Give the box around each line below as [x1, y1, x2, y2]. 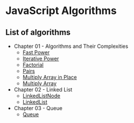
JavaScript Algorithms [5, 4, 117, 17]
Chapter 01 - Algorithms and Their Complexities [13, 43, 129, 50]
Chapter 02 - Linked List [13, 86, 73, 93]
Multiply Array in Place [22, 74, 77, 80]
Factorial [22, 61, 44, 68]
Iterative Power [22, 55, 59, 62]
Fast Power [22, 49, 50, 56]
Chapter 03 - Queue [13, 105, 62, 111]
